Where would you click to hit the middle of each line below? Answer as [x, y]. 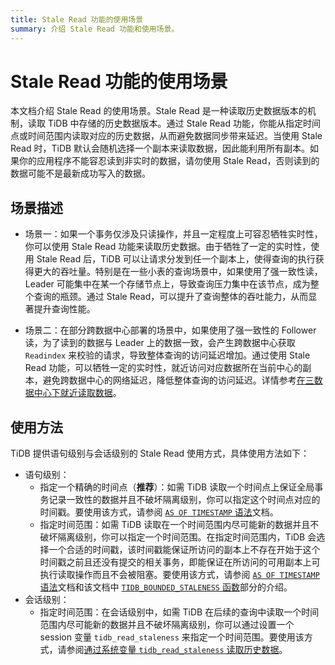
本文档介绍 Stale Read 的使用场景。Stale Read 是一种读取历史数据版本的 [159, 111]
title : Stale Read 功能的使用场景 [77, 19]
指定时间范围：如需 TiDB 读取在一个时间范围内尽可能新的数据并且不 [179, 525]
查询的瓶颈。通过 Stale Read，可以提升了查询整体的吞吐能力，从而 [171, 297]
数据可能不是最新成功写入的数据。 [80, 173]
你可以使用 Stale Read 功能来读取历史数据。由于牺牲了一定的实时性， [168, 247]
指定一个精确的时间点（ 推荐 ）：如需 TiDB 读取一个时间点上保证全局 [177, 487]
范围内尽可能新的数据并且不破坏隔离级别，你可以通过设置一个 [167, 625]
